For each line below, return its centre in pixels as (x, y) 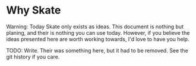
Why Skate (34, 10)
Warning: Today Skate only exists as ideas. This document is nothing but (95, 27)
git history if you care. (33, 57)
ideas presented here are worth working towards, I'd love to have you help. (98, 39)
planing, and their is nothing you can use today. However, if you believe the (98, 32)
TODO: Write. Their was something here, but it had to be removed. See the (97, 50)
